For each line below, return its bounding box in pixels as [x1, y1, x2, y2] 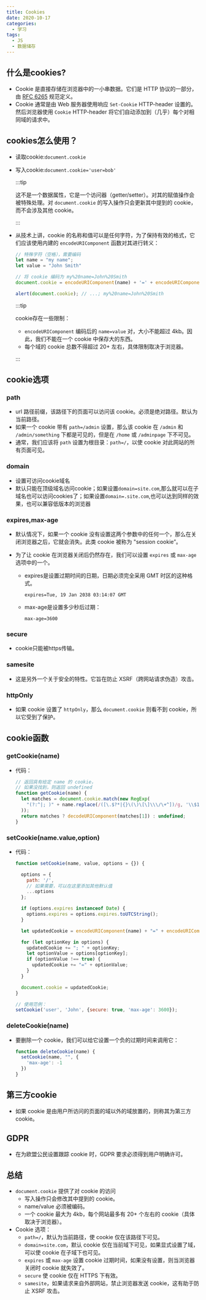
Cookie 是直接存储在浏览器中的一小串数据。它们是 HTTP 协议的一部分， [15, 85, 197, 92]
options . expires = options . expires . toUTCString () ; [26, 911, 159, 918]
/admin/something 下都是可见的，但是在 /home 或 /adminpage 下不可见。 [15, 431, 194, 438]
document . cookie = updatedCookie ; [21, 984, 109, 990]
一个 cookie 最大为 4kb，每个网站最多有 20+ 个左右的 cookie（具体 [24, 1210, 195, 1218]
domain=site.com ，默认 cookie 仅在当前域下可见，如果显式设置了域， [24, 1241, 199, 1248]
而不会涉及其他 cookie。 [15, 207, 77, 214]
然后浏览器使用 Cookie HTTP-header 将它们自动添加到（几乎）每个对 [15, 108, 189, 116]
